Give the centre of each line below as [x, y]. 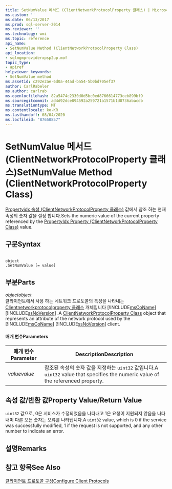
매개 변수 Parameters [27, 336]
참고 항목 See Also [33, 468]
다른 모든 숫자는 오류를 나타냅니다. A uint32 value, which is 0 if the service [91, 420]
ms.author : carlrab [26, 91]
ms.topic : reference [27, 39]
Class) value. [19, 227]
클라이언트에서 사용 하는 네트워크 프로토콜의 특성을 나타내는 [65, 301]
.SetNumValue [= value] [31, 265]
